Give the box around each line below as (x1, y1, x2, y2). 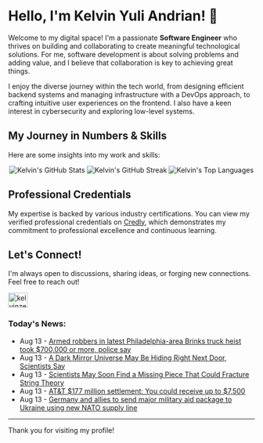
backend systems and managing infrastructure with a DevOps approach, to (8, 89, 250, 99)
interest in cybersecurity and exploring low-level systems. (8, 106, 195, 116)
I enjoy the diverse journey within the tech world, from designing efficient (8, 82, 244, 91)
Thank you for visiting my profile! (8, 425, 115, 434)
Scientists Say (19, 361, 66, 371)
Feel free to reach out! (8, 278, 80, 287)
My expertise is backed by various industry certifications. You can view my (8, 209, 250, 218)
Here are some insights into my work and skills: (8, 150, 160, 159)
